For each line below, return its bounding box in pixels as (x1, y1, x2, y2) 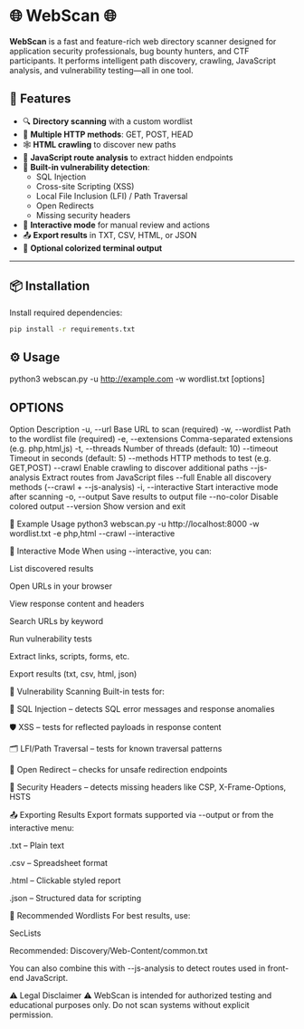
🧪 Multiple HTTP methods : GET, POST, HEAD (22, 129, 194, 139)
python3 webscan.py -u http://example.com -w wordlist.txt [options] (9, 373, 265, 385)
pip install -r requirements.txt (9, 324, 136, 333)
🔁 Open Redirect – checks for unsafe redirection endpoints (9, 765, 228, 775)
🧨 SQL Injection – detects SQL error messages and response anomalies (9, 704, 275, 715)
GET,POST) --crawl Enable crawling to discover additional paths (9, 463, 249, 474)
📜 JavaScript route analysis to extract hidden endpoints (22, 151, 233, 163)
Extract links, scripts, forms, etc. (9, 651, 130, 662)
